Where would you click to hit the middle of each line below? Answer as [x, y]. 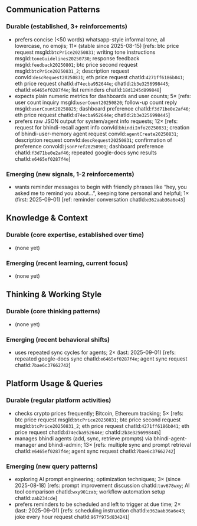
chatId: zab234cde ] [36, 498]
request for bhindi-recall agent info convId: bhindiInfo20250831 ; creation [102, 127]
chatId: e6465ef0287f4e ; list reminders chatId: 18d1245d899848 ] [88, 90]
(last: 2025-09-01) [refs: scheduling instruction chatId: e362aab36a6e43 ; [100, 510]
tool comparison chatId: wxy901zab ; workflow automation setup [90, 491]
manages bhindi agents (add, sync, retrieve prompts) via [83, 438]
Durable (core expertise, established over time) [75, 235]
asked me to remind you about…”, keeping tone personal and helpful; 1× [102, 193]
